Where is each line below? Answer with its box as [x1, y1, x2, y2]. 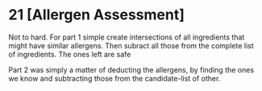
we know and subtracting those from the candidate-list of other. [8, 73, 221, 83]
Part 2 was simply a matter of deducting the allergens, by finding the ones [8, 64, 255, 74]
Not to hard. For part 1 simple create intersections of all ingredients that [8, 32, 245, 42]
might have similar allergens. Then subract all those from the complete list [8, 40, 254, 50]
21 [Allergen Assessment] [8, 6, 185, 24]
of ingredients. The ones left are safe [8, 49, 131, 59]
